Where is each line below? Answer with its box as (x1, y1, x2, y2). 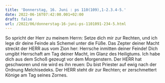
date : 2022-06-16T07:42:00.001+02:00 (5, 12, 84, 17)
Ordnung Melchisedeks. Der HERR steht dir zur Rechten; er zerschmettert (5, 67, 157, 73)
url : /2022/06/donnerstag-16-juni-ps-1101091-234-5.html (5, 21, 126, 26)
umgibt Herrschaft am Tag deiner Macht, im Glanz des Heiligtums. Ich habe (5, 51, 160, 57)
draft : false (5, 16, 32, 21)
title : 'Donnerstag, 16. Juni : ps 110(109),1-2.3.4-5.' (5, 7, 126, 12)
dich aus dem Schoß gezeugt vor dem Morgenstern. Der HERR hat (5, 56, 142, 62)
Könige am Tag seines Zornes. (5, 72, 68, 78)
